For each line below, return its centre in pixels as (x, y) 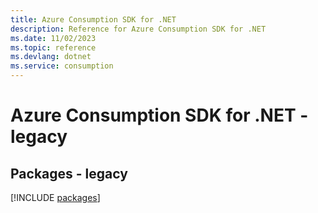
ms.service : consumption (62, 66)
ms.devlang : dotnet (51, 57)
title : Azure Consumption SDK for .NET (93, 19)
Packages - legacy (69, 173)
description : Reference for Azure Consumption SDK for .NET (138, 29)
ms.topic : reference (53, 47)
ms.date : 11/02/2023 (53, 38)
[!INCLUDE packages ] (55, 197)
